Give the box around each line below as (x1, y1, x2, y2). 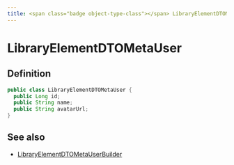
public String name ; (13, 99, 73, 107)
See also (7, 132, 45, 143)
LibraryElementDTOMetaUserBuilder (17, 150, 123, 158)
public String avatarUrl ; (13, 106, 89, 113)
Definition (7, 68, 51, 80)
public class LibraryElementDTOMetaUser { (7, 86, 132, 93)
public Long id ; (13, 93, 61, 100)
